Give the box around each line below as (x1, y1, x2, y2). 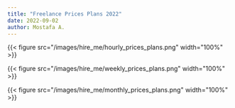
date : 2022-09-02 (7, 17, 59, 24)
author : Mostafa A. (7, 23, 65, 31)
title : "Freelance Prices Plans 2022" (7, 10, 122, 18)
